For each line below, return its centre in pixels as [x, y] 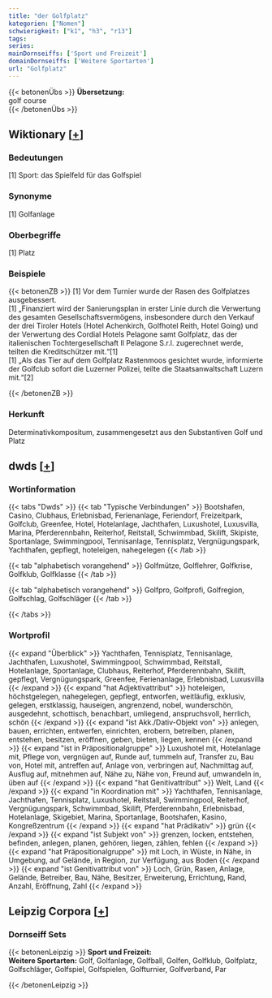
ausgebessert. [32, 300]
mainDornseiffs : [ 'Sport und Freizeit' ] [78, 54]
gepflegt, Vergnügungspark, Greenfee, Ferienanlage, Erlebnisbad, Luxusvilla [136, 679]
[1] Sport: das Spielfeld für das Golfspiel [75, 175]
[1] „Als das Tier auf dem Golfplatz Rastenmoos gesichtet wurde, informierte [136, 360]
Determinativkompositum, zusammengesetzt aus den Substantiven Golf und [136, 432]
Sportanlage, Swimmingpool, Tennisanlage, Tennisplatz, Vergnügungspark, [134, 541]
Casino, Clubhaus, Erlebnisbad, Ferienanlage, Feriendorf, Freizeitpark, [125, 515]
